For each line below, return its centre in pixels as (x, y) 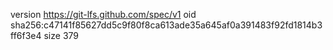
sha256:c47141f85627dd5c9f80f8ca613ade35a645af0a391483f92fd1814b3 (166, 25)
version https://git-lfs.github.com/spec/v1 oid (103, 14)
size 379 (61, 35)
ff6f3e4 (26, 35)
